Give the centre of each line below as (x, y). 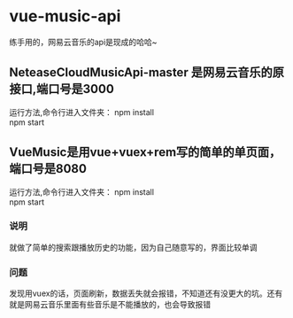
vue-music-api (65, 16)
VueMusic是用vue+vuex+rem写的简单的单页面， (145, 152)
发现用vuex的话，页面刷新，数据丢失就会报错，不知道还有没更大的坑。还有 (146, 293)
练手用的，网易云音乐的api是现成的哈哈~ (83, 42)
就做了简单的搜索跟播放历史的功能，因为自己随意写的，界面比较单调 (133, 247)
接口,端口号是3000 (62, 89)
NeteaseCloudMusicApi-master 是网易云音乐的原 (147, 73)
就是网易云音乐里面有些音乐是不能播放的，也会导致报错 (110, 305)
